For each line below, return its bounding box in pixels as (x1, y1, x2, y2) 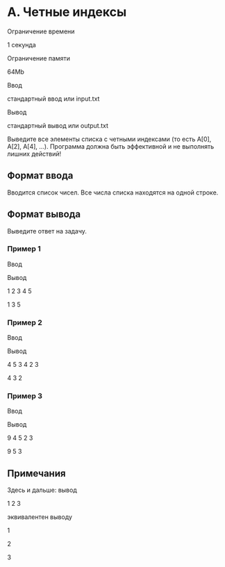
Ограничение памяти (7, 54, 71, 63)
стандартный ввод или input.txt (7, 94, 100, 103)
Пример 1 (7, 244, 41, 254)
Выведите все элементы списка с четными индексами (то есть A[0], (7, 135, 212, 143)
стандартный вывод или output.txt (7, 121, 109, 129)
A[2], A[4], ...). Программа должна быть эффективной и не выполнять (7, 142, 215, 150)
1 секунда (7, 40, 36, 49)
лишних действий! (7, 149, 61, 158)
